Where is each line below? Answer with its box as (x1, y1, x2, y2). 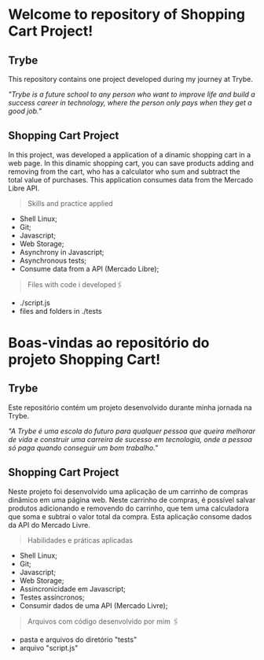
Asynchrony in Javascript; (19, 247, 104, 256)
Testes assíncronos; (19, 592, 85, 602)
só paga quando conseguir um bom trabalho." (8, 443, 159, 452)
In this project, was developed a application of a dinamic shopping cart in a (8, 149, 251, 159)
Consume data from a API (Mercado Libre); (19, 264, 159, 273)
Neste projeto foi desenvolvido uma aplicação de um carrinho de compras (8, 486, 249, 496)
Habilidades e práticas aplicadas (27, 535, 134, 544)
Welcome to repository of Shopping (8, 6, 246, 24)
